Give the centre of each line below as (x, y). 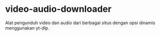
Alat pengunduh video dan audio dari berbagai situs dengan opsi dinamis (80, 23)
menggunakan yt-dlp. (27, 28)
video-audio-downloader (58, 9)
